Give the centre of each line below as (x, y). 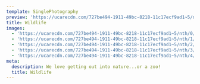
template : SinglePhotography (42, 12)
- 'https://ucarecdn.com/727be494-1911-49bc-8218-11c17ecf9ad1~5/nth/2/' (105, 45)
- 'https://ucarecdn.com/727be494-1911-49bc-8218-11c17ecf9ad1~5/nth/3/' (105, 50)
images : (16, 28)
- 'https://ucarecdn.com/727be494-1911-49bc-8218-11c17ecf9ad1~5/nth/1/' (105, 39)
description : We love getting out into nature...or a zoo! (86, 67)
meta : (13, 61)
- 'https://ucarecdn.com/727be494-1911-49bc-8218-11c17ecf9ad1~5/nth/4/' (105, 56)
